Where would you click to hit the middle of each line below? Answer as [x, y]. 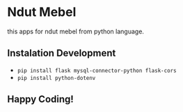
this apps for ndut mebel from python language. [76, 31]
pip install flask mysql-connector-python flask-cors [97, 70]
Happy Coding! [41, 99]
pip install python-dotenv [56, 78]
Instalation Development [62, 53]
